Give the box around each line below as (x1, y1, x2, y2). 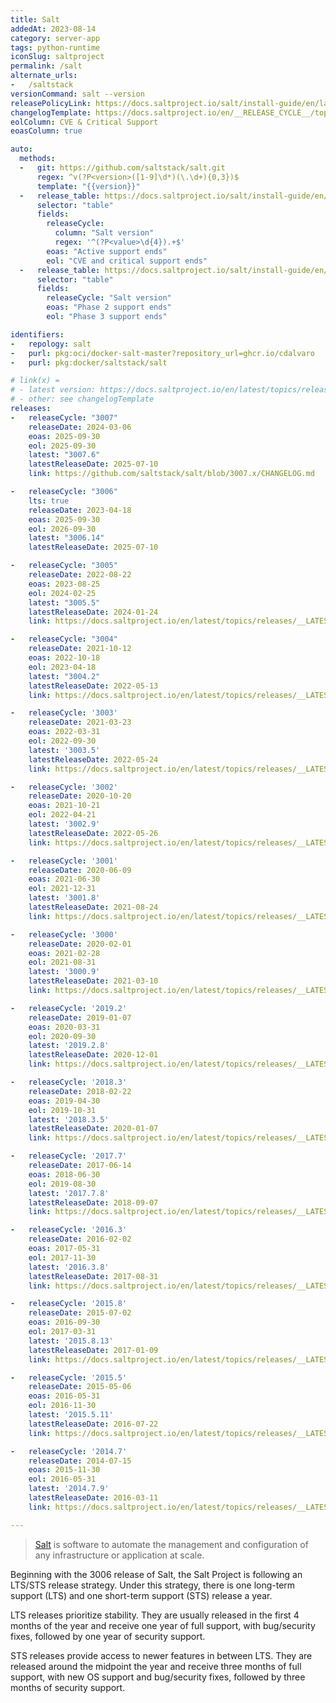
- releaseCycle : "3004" (10, 634, 118, 645)
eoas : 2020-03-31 (28, 1022, 101, 1032)
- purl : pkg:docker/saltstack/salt (10, 357, 168, 368)
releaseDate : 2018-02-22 (28, 1086, 132, 1096)
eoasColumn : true (10, 126, 83, 136)
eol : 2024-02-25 (28, 588, 97, 598)
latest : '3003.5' (28, 745, 101, 755)
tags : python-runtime (10, 42, 101, 53)
